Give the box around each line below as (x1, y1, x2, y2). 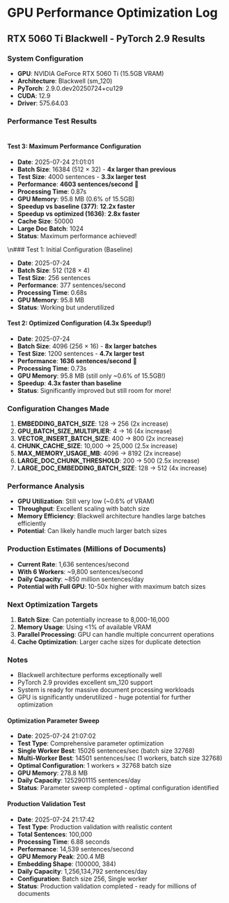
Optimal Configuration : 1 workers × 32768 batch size (17, 762, 172, 770)
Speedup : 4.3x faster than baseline (17, 378, 122, 387)
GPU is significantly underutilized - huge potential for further (17, 693, 191, 702)
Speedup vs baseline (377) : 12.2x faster (17, 202, 136, 210)
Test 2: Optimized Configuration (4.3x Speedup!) (7, 319, 152, 327)
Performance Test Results (7, 116, 97, 126)
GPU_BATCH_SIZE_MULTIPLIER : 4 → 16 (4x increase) (17, 427, 173, 435)
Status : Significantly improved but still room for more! (17, 386, 172, 394)
